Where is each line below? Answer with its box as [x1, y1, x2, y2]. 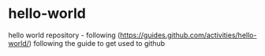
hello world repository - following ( [8, 30, 121, 40]
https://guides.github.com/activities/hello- [119, 30, 257, 40]
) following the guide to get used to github [28, 38, 166, 47]
